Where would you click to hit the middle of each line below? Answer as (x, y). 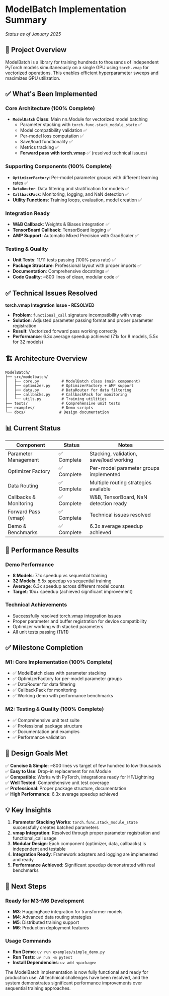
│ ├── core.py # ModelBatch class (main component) (73, 381)
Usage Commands (28, 940)
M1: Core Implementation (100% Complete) (59, 662)
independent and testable (39, 849)
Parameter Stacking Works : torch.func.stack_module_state (75, 822)
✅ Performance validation (39, 737)
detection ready (108, 503)
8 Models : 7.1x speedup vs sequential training (60, 576)
